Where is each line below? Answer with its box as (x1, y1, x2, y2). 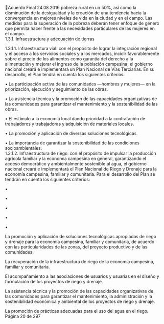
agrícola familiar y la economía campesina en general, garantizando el (5, 156, 146, 162)
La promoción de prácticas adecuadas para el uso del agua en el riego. (5, 308, 149, 314)
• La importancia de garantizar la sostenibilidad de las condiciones (5, 140, 140, 146)
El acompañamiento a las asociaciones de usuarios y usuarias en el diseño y (5, 273, 160, 279)
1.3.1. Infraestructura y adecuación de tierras (5, 36, 94, 42)
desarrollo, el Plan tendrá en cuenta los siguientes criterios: (5, 72, 125, 77)
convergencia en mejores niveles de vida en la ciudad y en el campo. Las (5, 15, 153, 21)
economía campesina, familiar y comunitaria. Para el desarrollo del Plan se (5, 171, 155, 177)
